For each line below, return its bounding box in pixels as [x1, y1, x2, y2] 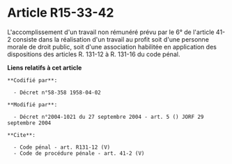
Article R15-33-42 [7, 5, 114, 21]
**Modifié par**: [7, 101, 58, 108]
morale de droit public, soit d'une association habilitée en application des [7, 42, 217, 51]
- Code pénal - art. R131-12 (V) [13, 144, 111, 151]
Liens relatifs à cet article [7, 63, 82, 72]
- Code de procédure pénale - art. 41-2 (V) [13, 149, 145, 157]
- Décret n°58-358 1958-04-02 [13, 89, 101, 96]
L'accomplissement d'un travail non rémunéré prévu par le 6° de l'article [7, 28, 215, 36]
